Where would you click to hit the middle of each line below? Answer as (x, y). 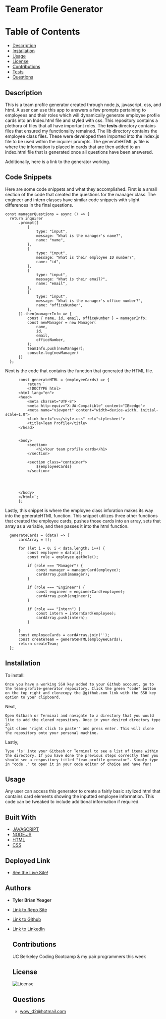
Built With (21, 817)
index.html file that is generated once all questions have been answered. (79, 152)
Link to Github (27, 919)
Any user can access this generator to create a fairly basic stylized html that (83, 791)
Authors (18, 888)
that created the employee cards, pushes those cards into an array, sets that (83, 521)
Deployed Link (28, 861)
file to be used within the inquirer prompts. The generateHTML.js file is (77, 141)
